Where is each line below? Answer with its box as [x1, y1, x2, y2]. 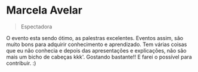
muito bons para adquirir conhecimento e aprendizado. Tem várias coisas [6, 41, 187, 48]
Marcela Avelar [6, 4, 82, 17]
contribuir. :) [6, 60, 36, 67]
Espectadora [20, 23, 52, 30]
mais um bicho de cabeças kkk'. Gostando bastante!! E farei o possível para [6, 53, 192, 60]
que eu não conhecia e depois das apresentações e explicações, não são [6, 47, 187, 54]
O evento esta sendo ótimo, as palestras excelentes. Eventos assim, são [6, 34, 184, 41]
